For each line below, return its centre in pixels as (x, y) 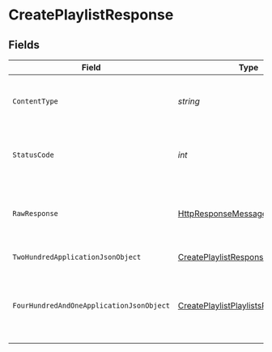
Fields (24, 45)
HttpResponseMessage (222, 214)
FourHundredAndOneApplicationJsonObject (91, 305)
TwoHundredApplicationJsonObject (77, 257)
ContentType (36, 102)
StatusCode (33, 155)
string (189, 101)
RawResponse (36, 213)
